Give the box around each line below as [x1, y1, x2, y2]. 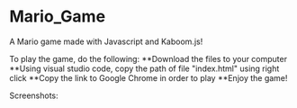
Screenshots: [9, 90, 58, 101]
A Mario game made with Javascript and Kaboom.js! [9, 36, 203, 47]
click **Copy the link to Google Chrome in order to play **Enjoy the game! [9, 72, 288, 83]
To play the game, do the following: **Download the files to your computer [9, 53, 288, 64]
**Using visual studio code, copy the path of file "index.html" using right [9, 63, 280, 74]
